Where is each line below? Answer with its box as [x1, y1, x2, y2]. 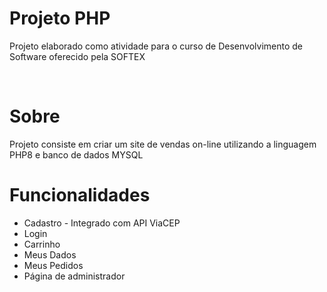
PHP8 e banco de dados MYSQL [9, 148, 144, 161]
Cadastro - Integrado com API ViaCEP [23, 217, 181, 229]
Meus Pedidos [23, 259, 84, 271]
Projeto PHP [9, 7, 111, 30]
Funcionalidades [9, 184, 151, 207]
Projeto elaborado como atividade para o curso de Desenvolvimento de [9, 40, 304, 52]
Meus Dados [23, 248, 77, 261]
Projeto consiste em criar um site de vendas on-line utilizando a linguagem [9, 138, 317, 150]
